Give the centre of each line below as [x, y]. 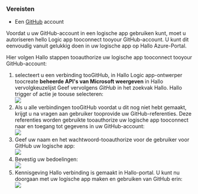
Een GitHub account [39, 22]
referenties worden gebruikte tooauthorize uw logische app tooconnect [102, 120]
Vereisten [20, 9]
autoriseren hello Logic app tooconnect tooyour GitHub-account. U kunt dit [98, 40]
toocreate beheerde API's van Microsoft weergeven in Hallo [89, 81]
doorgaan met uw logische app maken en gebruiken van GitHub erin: [98, 179]
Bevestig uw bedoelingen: [46, 160]
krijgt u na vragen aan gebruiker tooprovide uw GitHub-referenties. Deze [103, 114]
